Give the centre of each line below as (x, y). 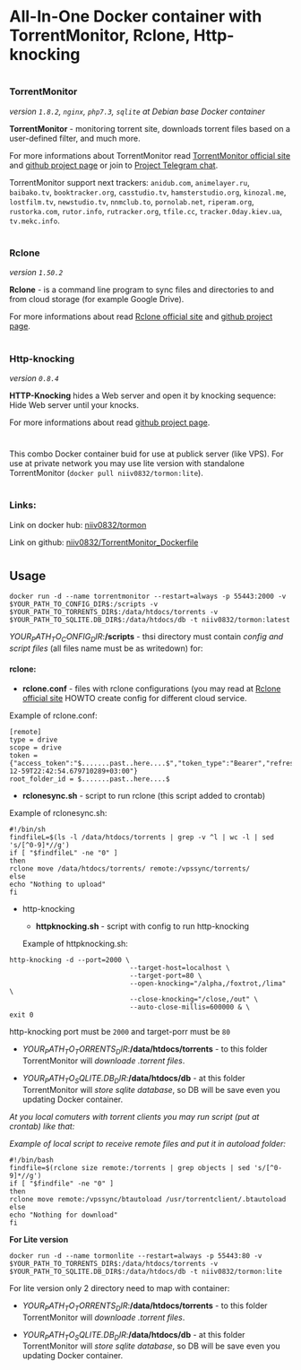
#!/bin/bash (31, 1160)
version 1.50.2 (36, 273)
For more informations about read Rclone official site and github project (141, 316)
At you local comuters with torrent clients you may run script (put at (134, 1116)
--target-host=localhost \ (180, 968)
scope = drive (36, 748)
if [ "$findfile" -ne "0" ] (62, 1184)
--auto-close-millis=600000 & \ (190, 1007)
